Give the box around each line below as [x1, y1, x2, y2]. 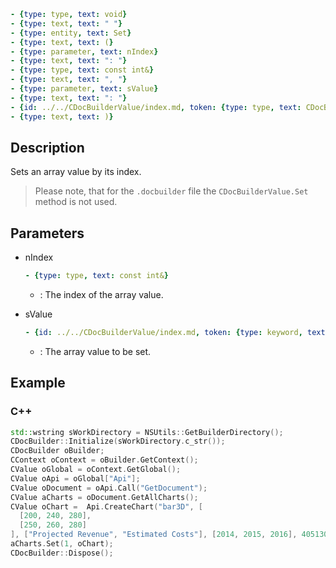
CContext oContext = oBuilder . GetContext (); [10, 455, 199, 465]
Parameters [10, 225, 85, 242]
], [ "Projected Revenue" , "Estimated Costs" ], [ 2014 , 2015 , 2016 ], [10, 530, 298, 540]
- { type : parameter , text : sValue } [10, 84, 159, 94]
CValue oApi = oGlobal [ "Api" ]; [10, 473, 141, 484]
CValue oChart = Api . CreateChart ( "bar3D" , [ [10, 501, 203, 512]
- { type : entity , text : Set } [10, 28, 132, 38]
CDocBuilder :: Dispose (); [10, 548, 114, 558]
